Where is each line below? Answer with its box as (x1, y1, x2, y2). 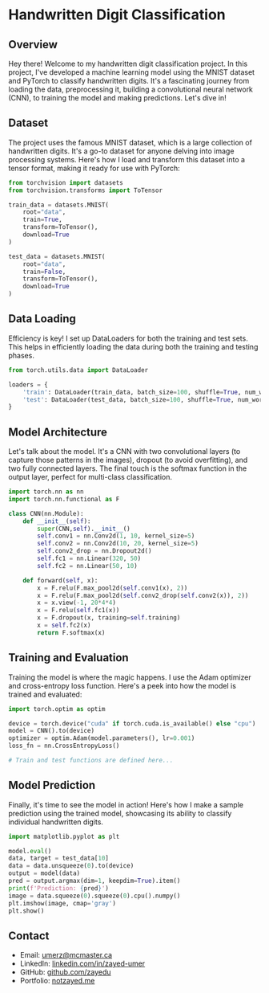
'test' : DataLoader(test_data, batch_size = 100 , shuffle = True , (22, 395, 235, 403)
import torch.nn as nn (8, 488, 84, 496)
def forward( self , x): (22, 576, 98, 584)
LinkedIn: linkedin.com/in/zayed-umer (19, 958, 146, 969)
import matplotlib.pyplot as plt (8, 832, 120, 840)
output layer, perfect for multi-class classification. (8, 472, 173, 482)
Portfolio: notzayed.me (19, 976, 95, 986)
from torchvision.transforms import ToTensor (8, 186, 163, 194)
